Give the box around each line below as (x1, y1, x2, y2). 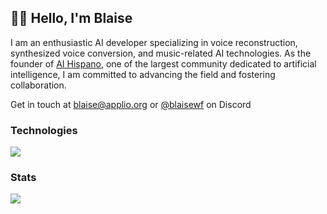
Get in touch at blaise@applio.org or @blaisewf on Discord (10, 98, 252, 110)
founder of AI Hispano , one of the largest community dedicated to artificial (10, 57, 317, 70)
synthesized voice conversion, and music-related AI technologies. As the (10, 47, 312, 59)
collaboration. (10, 79, 67, 91)
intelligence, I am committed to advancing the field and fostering (10, 68, 276, 80)
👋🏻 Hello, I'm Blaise (10, 10, 133, 27)
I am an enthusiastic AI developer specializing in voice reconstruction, (10, 36, 298, 48)
